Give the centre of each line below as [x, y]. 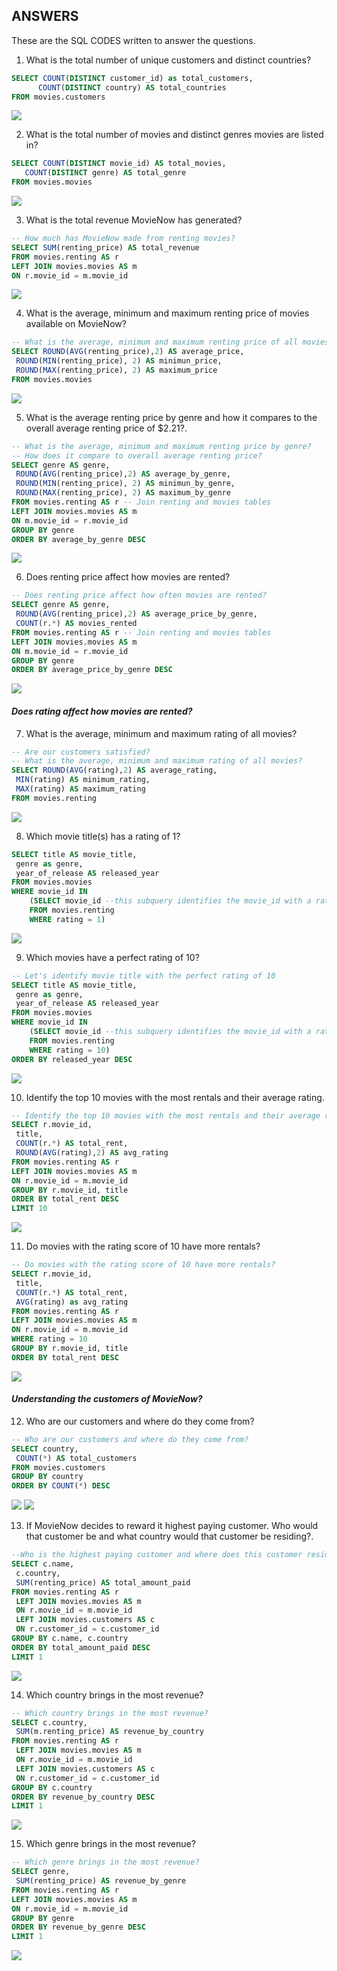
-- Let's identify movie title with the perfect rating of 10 [143, 975]
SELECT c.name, [43, 1564]
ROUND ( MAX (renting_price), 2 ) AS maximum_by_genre [123, 493]
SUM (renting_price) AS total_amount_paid [103, 1582]
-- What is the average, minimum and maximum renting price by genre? [161, 446]
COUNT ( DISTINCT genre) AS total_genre [105, 173]
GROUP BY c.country [52, 1787]
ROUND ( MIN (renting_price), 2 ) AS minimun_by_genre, [125, 484]
